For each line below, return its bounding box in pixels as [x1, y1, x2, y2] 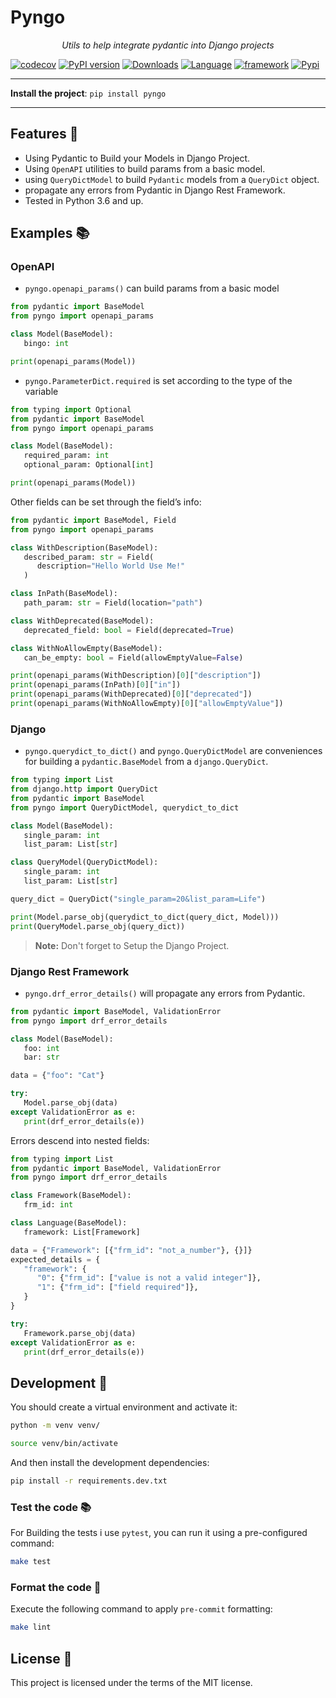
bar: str [23, 1052, 60, 1063]
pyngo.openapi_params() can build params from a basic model [24, 282, 280, 295]
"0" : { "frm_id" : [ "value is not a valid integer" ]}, [36, 1273, 262, 1283]
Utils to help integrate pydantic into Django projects [61, 39, 275, 51]
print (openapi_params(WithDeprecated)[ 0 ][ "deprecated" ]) [10, 689, 253, 700]
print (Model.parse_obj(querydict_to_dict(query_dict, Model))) [10, 912, 280, 922]
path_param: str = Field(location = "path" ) [23, 598, 203, 608]
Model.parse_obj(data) [23, 1098, 118, 1108]
